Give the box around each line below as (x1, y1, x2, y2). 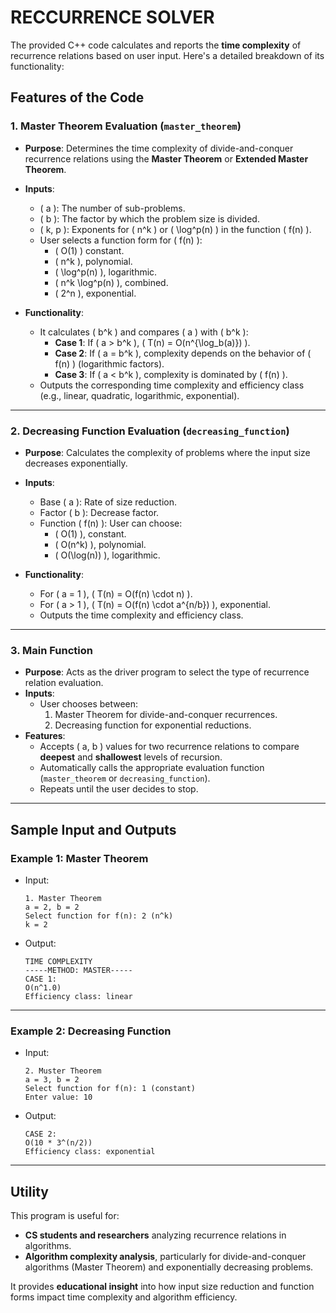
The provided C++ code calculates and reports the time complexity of (10, 39, 302, 51)
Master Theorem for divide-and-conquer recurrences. (54, 709, 278, 721)
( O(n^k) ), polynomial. (54, 538, 147, 550)
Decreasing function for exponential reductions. (54, 719, 252, 731)
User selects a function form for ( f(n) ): (39, 234, 203, 246)
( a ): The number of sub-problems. (39, 202, 186, 214)
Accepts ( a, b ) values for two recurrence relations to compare (39, 741, 300, 753)
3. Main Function (10, 643, 93, 657)
